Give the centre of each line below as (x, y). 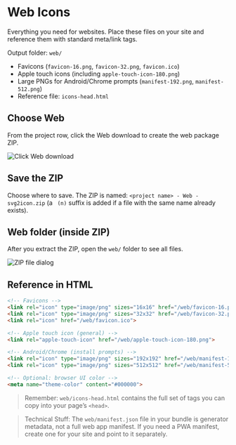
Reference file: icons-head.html (63, 96)
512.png (28, 89)
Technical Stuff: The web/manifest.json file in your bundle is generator (126, 419)
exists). (18, 210)
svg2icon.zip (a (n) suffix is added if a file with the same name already (112, 202)
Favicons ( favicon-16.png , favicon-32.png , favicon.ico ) (99, 66)
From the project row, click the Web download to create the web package (113, 135)
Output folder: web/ (35, 53)
